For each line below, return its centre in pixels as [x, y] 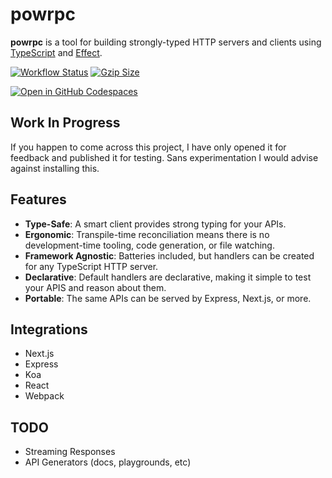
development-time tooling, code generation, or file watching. [149, 245]
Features [38, 199]
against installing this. [55, 168]
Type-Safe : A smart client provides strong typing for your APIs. [155, 224]
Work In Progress [65, 123]
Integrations [49, 329]
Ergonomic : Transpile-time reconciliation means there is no [147, 234]
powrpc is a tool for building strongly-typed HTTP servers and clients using [166, 42]
